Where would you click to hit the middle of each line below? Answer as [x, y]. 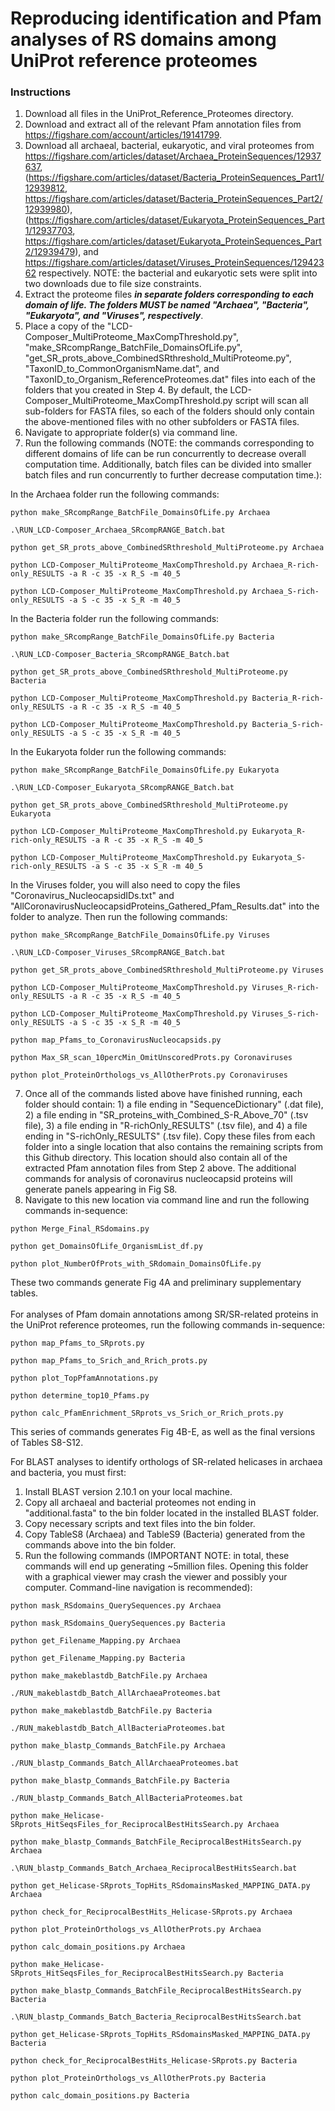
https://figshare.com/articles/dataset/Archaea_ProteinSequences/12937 [173, 156]
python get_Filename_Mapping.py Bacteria [98, 1658]
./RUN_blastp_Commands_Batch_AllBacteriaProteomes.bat [127, 1798]
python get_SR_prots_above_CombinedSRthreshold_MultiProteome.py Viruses [167, 970]
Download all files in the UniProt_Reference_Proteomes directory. [159, 114]
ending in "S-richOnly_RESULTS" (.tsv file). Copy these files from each [170, 1136]
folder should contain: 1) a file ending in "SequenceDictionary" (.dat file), [174, 1104]
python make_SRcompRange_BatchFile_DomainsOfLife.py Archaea [140, 513]
